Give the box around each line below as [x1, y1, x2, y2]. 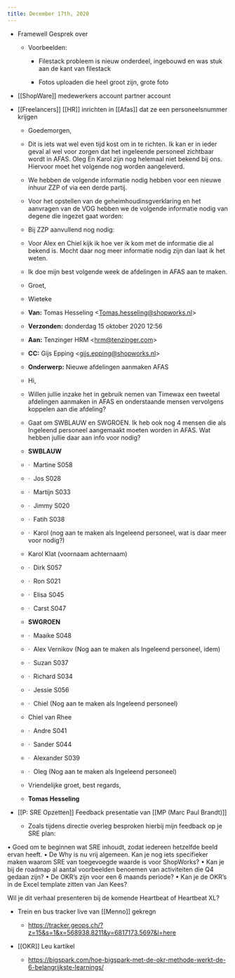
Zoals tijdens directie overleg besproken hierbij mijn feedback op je [27, 821, 222, 830]
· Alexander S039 [27, 753, 81, 762]
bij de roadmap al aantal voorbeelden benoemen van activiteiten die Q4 [7, 865, 214, 873]
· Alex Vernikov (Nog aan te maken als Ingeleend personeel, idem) [27, 645, 221, 653]
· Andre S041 [27, 726, 67, 734]
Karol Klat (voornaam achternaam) [27, 549, 128, 558]
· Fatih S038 [27, 515, 65, 523]
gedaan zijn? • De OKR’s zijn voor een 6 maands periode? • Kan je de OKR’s [7, 872, 227, 881]
